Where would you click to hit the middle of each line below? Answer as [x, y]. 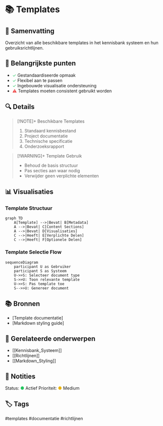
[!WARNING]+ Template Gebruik [49, 156]
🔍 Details [20, 107]
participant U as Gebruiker [42, 266]
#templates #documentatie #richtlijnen [44, 418]
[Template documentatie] [38, 318]
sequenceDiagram [22, 262]
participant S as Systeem [40, 271]
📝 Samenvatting [30, 31]
